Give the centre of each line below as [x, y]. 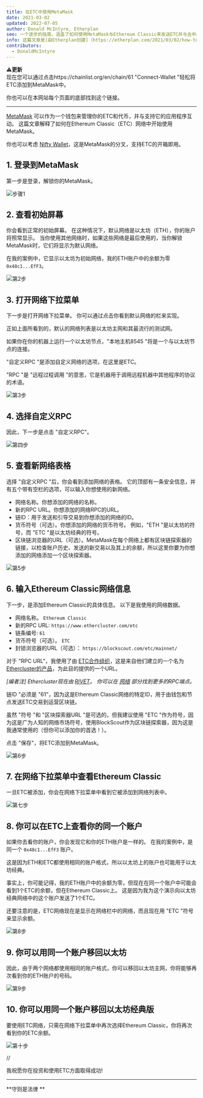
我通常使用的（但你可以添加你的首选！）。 [58, 730]
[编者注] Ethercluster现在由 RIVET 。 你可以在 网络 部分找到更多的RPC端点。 [101, 681]
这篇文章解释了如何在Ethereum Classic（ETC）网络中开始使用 [95, 123]
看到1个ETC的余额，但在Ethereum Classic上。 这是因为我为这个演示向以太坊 [101, 891]
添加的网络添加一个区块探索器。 [55, 555]
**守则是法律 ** [26, 1089]
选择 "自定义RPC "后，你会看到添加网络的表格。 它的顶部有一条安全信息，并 [101, 481]
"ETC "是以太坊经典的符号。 [67, 532]
